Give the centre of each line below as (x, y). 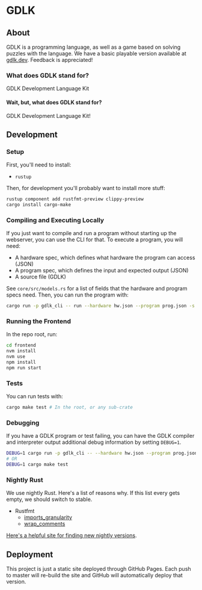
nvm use (16, 357)
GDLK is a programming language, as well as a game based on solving (93, 47)
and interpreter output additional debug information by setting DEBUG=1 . (94, 442)
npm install (21, 362)
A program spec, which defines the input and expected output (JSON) (102, 271)
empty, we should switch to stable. (49, 499)
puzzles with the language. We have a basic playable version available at (96, 54)
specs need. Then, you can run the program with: (68, 295)
